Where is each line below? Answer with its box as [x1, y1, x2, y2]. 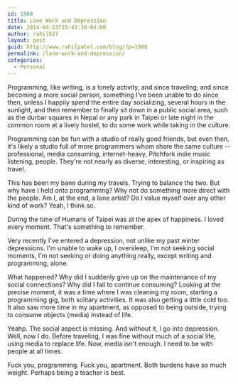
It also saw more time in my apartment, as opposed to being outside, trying [7, 303, 227, 311]
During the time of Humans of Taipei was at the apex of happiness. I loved [7, 215, 224, 223]
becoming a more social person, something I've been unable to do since [7, 90, 219, 99]
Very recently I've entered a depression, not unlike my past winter [7, 236, 200, 245]
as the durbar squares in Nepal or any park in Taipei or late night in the [7, 113, 215, 122]
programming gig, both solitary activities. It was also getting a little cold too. [7, 295, 229, 304]
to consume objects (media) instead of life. [7, 310, 133, 319]
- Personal [13, 63, 46, 70]
